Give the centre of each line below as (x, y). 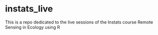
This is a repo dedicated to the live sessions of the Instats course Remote (79, 22)
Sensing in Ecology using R (33, 27)
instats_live (29, 9)
